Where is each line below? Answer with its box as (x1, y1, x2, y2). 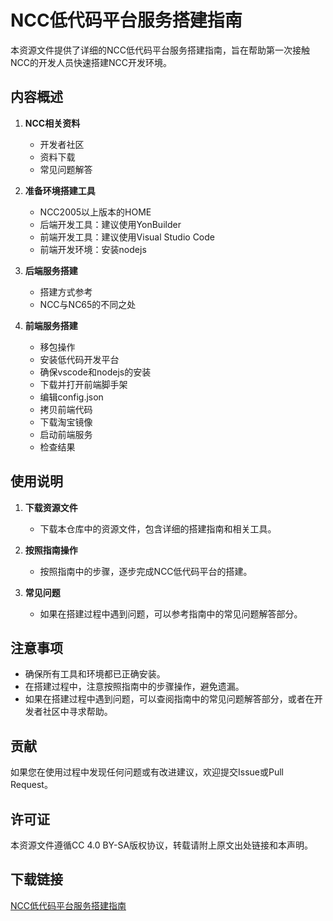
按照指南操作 (24, 544, 78, 556)
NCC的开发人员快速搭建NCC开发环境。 (10, 56, 173, 68)
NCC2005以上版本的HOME (39, 206, 152, 218)
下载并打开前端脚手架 (39, 378, 128, 390)
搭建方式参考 (39, 286, 93, 298)
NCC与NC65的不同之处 (39, 298, 137, 310)
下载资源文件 (24, 501, 78, 513)
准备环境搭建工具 (24, 184, 96, 196)
